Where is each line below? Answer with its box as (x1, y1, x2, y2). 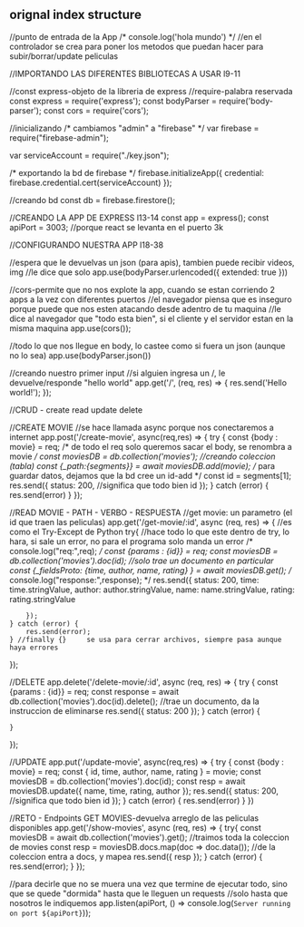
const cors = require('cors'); (44, 104, 150, 116)
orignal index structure (9, 7, 142, 23)
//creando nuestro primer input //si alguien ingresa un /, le (9, 367, 226, 378)
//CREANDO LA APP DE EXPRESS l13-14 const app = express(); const (9, 212, 270, 223)
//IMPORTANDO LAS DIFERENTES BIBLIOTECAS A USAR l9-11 (9, 68, 240, 79)
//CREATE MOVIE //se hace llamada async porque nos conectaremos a (9, 422, 274, 433)
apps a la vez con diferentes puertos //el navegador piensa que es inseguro (9, 294, 292, 305)
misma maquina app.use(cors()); (9, 322, 132, 334)
